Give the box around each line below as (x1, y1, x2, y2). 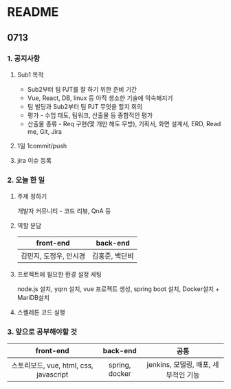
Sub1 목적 (16, 70, 44, 79)
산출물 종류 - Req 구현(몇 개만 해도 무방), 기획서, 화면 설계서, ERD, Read (27, 119, 221, 128)
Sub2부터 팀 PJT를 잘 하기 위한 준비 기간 (27, 85, 137, 93)
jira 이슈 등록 (16, 156, 52, 164)
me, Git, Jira (27, 127, 62, 135)
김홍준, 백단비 (91, 251, 134, 261)
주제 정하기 (16, 192, 47, 201)
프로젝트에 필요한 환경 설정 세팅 (16, 270, 102, 279)
